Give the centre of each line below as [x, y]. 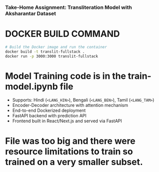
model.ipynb [32, 86]
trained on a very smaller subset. [74, 162]
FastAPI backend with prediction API [49, 116]
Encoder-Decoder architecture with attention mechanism [70, 105]
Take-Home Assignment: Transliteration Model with [69, 7]
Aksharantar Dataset [31, 13]
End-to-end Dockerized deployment [49, 110]
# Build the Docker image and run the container [56, 47]
